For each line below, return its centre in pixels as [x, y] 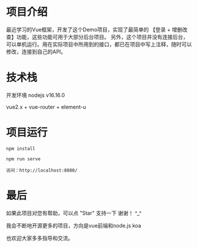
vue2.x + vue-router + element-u [46, 107]
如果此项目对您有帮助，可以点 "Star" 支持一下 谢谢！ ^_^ [74, 213]
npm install [21, 149]
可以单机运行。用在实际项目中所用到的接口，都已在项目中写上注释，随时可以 [99, 44]
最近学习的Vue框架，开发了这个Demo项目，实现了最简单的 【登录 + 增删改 [97, 29]
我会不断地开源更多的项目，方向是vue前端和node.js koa [74, 225]
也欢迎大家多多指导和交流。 [40, 238]
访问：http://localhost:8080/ [42, 170]
